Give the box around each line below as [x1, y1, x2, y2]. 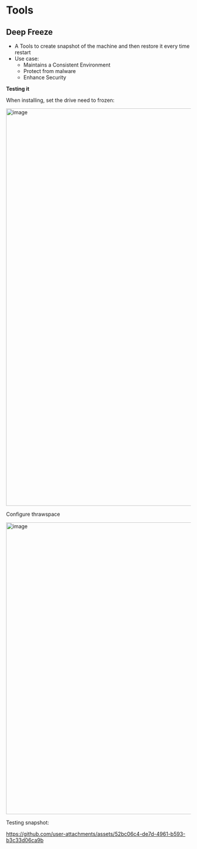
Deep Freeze [6, 27, 53, 37]
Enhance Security [23, 74, 66, 81]
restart [14, 49, 31, 56]
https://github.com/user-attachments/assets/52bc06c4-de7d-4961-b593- [6, 831, 186, 837]
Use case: [14, 55, 39, 62]
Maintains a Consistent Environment [23, 61, 111, 68]
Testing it [6, 85, 30, 92]
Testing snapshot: [6, 819, 50, 826]
